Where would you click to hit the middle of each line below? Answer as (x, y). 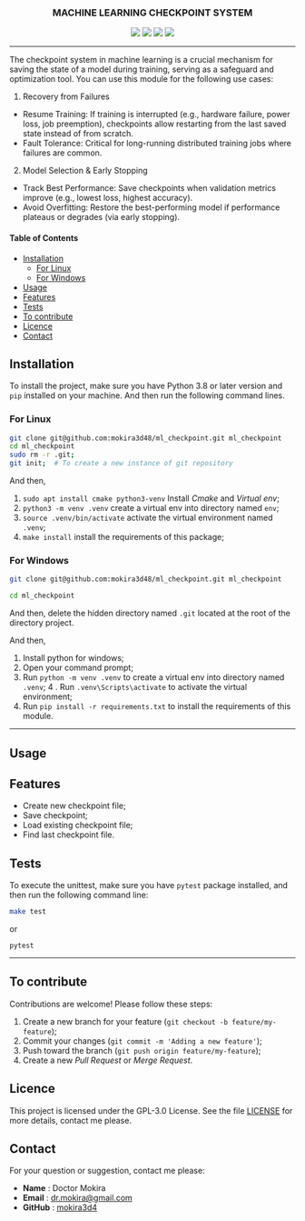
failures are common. (62, 153)
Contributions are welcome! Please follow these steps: (111, 1004)
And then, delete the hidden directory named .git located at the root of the (150, 613)
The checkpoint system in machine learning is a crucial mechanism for (142, 60)
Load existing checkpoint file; (78, 826)
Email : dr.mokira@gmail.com (78, 1198)
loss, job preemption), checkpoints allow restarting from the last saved (154, 124)
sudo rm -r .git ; (42, 455)
